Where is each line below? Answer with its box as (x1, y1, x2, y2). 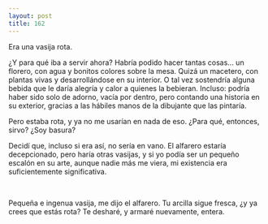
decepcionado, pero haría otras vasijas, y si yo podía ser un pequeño (8, 149, 240, 159)
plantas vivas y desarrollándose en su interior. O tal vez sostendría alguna (8, 75, 256, 84)
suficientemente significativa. (8, 166, 107, 176)
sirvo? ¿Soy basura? (8, 125, 76, 135)
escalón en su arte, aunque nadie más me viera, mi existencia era (8, 157, 227, 167)
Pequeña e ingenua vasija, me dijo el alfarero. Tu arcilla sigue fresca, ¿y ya (8, 198, 258, 208)
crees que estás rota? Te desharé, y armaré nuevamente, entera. (8, 206, 225, 216)
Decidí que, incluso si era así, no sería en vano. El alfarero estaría (8, 140, 227, 150)
